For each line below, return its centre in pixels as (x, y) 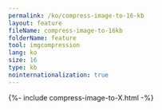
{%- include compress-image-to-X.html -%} (81, 97)
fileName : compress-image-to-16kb (66, 30)
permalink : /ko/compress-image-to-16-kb (77, 16)
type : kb (23, 68)
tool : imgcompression (44, 45)
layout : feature (35, 23)
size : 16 (23, 61)
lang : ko (23, 53)
